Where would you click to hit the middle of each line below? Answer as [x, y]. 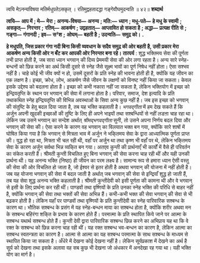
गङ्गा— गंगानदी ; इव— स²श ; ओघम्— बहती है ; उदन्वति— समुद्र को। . [75, 35]
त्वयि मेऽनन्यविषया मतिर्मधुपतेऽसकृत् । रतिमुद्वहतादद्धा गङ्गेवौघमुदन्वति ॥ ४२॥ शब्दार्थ [85, 9]
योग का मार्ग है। [21, 254]
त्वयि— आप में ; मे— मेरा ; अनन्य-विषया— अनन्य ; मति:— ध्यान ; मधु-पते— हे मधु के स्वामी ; [94, 21]
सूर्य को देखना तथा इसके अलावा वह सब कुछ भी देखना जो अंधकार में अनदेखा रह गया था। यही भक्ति [99, 248]
